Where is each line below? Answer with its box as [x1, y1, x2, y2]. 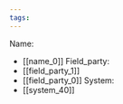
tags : [9, 13, 30, 23]
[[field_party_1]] [22, 65, 80, 76]
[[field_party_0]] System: [22, 74, 115, 86]
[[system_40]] [22, 84, 75, 95]
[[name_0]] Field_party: [22, 55, 110, 66]
